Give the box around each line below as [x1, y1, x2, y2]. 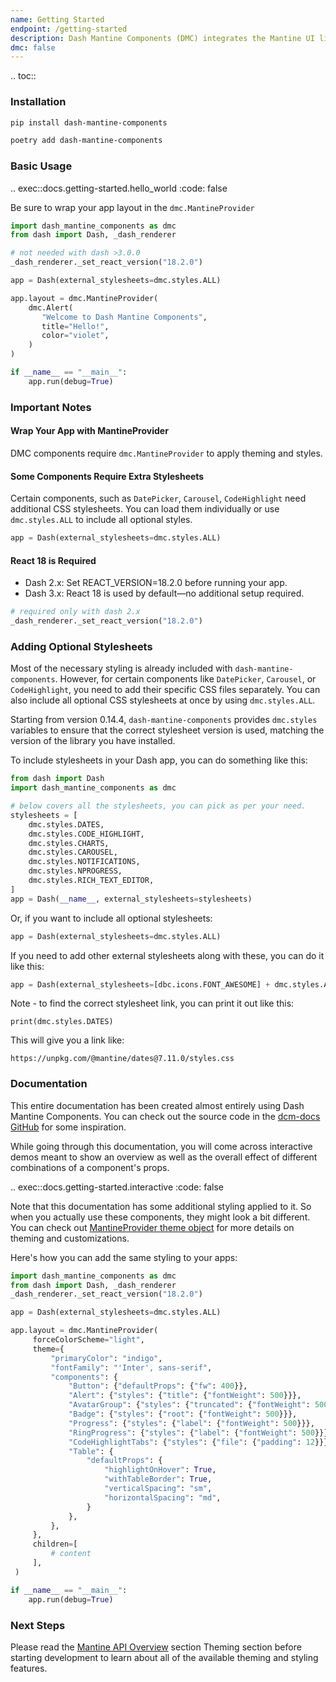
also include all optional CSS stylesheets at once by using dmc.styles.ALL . [10, 694, 316, 706]
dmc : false [10, 42, 56, 53]
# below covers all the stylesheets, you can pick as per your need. [10, 801, 307, 811]
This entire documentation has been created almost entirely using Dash [10, 1099, 305, 1111]
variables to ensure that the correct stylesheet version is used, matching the [10, 724, 325, 736]
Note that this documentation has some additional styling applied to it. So [10, 1200, 312, 1212]
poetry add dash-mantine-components [10, 136, 163, 146]
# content [50, 1549, 92, 1559]
